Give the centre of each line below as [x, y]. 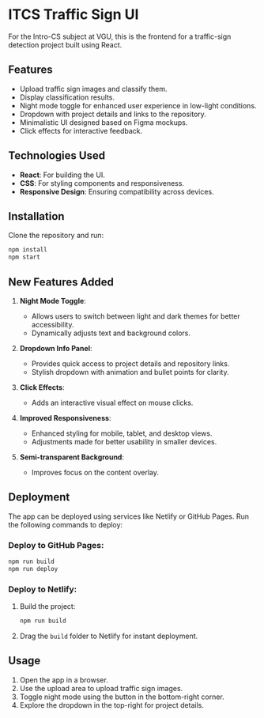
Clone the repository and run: [56, 236]
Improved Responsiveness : [65, 418]
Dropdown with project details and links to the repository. [113, 114]
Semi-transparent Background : [72, 457]
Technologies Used [57, 156]
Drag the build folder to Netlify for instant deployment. [109, 636]
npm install [28, 250]
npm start [25, 257]
